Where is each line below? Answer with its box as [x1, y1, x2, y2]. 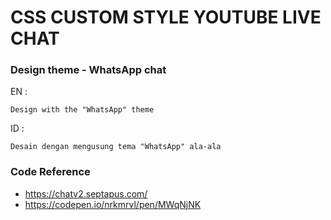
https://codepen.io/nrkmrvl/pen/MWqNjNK [24, 198, 202, 210]
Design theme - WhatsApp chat [10, 63, 167, 77]
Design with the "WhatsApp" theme [10, 105, 155, 115]
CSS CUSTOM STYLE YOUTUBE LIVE [10, 6, 322, 29]
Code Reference [10, 165, 91, 179]
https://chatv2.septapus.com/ [24, 187, 148, 200]
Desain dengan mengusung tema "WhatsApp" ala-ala [10, 142, 222, 152]
